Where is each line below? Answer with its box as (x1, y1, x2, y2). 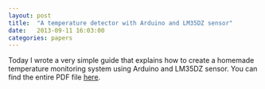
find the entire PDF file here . (8, 72, 101, 82)
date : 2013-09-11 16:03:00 (8, 26, 105, 34)
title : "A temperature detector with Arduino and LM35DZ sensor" (8, 19, 233, 27)
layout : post (8, 11, 52, 20)
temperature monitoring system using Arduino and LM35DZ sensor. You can (8, 64, 258, 74)
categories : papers (8, 33, 73, 42)
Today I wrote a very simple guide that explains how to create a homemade (8, 56, 255, 65)
